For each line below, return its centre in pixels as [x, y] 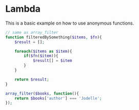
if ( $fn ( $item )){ [41, 56]
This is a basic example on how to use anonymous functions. [70, 23]
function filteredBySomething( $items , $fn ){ [54, 37]
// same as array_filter [32, 32]
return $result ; [32, 79]
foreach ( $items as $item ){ [43, 51]
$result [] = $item [52, 61]
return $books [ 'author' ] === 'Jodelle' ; [58, 98]
